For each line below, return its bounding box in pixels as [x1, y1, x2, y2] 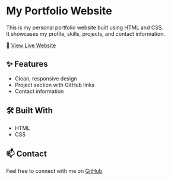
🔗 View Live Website [6, 42, 56, 49]
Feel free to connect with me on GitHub [6, 167, 103, 175]
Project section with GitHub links [14, 81, 95, 88]
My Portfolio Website [6, 4, 112, 18]
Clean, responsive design [14, 75, 77, 82]
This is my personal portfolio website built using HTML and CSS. [6, 24, 164, 31]
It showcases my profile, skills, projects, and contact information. [6, 30, 165, 37]
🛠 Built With [6, 105, 53, 116]
